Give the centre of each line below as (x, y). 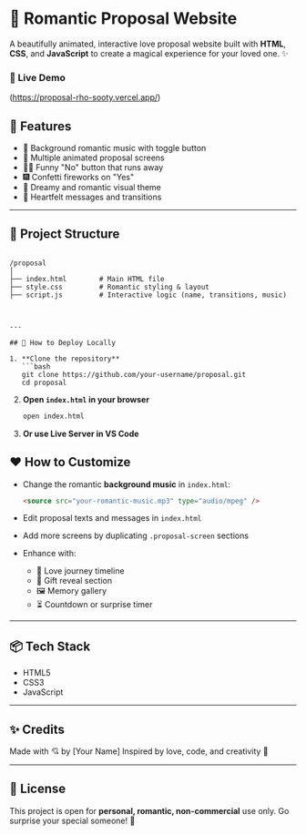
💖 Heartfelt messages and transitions (92, 197)
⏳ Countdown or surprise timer (94, 605)
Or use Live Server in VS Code (81, 433)
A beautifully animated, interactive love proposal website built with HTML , (148, 44)
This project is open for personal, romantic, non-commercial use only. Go (149, 810)
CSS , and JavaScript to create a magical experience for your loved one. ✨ (149, 53)
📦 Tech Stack (50, 646)
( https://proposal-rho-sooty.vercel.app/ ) (85, 97)
